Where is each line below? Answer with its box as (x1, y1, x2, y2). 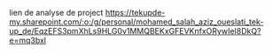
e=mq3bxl (9, 35, 47, 45)
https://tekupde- (105, 8, 166, 17)
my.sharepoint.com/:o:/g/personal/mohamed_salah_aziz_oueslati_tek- (9, 17, 264, 27)
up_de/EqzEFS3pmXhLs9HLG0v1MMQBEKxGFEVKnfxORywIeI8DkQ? (9, 26, 261, 36)
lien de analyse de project (9, 8, 104, 17)
